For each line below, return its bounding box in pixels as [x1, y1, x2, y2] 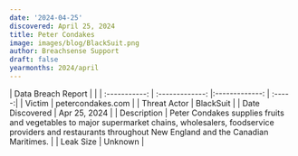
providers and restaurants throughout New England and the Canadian [9, 126, 269, 137]
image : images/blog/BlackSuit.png [9, 38, 140, 48]
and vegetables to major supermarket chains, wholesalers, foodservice [9, 116, 274, 127]
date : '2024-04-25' [9, 13, 83, 23]
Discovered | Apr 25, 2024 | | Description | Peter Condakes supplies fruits [9, 107, 285, 118]
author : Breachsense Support [9, 47, 120, 56]
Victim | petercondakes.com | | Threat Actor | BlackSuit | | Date [24, 97, 261, 108]
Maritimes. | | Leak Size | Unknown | [9, 136, 145, 147]
